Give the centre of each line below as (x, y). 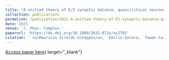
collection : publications (32, 14)
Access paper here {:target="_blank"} (44, 52)
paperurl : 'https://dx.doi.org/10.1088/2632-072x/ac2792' (67, 33)
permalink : (17, 19)
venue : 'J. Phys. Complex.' (35, 28)
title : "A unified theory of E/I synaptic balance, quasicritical (76, 10)
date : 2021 (17, 24)
